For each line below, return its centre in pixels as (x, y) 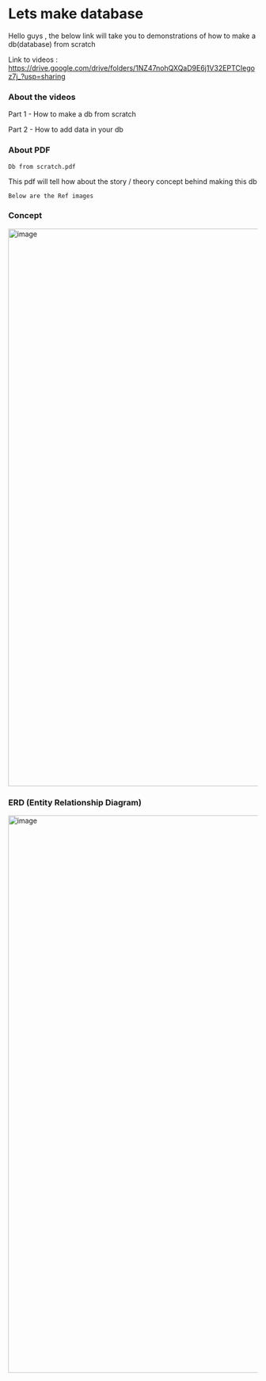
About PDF (29, 150)
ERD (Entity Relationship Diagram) (75, 802)
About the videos (42, 97)
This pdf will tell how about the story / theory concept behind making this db (133, 181)
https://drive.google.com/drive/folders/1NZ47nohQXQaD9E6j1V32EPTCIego (132, 67)
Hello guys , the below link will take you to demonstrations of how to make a (132, 36)
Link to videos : (33, 59)
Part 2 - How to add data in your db (66, 130)
